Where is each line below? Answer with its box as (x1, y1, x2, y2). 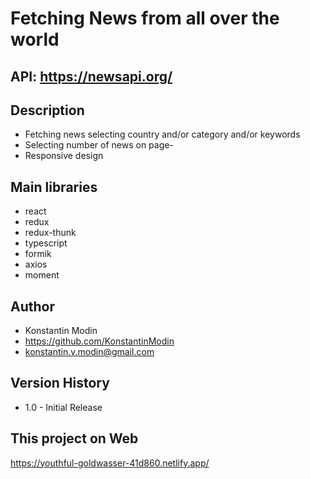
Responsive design (24, 150, 104, 162)
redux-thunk (24, 227, 77, 239)
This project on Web (10, 430, 139, 447)
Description (10, 102, 85, 119)
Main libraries (10, 178, 98, 196)
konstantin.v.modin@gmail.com (24, 346, 155, 358)
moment (24, 269, 60, 281)
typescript (24, 237, 68, 249)
